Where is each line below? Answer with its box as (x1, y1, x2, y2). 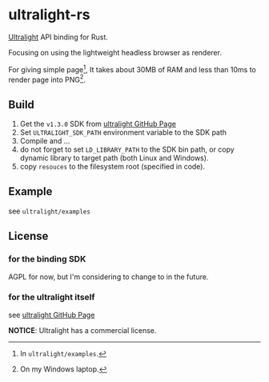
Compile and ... (19, 136, 70, 146)
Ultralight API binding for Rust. (8, 32, 108, 42)
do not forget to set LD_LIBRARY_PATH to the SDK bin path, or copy (19, 144, 235, 154)
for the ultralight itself (8, 291, 95, 303)
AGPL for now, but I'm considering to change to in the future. (8, 271, 209, 282)
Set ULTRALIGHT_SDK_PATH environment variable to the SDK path (19, 128, 227, 137)
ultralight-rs (8, 6, 90, 24)
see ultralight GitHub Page (8, 310, 95, 319)
